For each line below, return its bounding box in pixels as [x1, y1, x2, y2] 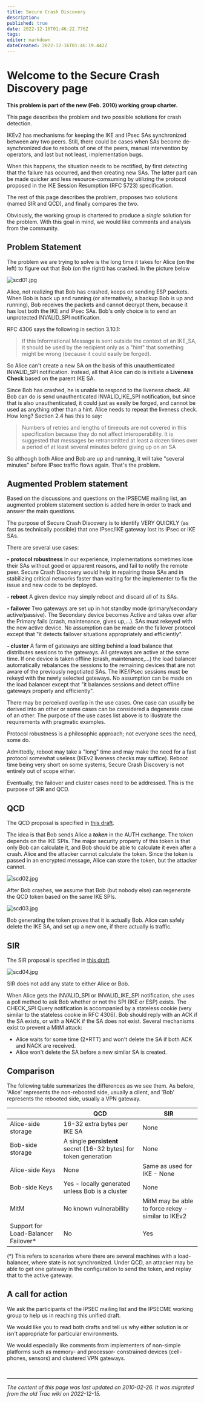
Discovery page [7, 82, 88, 96]
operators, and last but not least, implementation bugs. [7, 151, 143, 158]
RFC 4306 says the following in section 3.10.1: [7, 325, 120, 333]
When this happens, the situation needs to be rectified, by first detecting [7, 162, 188, 169]
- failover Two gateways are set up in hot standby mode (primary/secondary [7, 605, 198, 612]
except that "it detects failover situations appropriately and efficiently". [7, 631, 183, 638]
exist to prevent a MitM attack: [7, 1024, 83, 1031]
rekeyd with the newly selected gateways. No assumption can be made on [7, 674, 192, 682]
